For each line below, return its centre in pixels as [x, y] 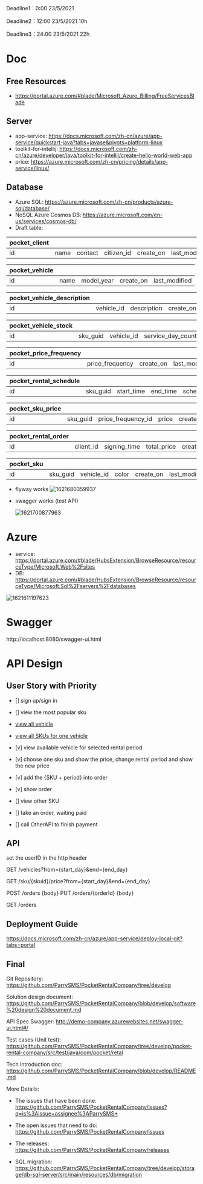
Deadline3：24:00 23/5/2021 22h [48, 34]
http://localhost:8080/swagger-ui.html [54, 639]
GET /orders [21, 905]
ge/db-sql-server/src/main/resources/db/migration [79, 1174]
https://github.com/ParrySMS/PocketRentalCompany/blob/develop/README [101, 1071]
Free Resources [36, 81]
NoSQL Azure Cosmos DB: [48, 215]
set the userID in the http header [47, 858]
